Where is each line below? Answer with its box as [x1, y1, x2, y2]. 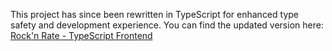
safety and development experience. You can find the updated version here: [10, 19, 324, 31]
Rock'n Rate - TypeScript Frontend [10, 30, 153, 41]
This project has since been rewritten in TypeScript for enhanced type [10, 9, 300, 20]
